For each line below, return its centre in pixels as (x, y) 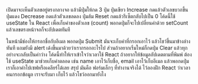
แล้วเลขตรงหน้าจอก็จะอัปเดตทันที (38, 29)
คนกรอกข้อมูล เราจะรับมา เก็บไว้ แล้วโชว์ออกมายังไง (56, 74)
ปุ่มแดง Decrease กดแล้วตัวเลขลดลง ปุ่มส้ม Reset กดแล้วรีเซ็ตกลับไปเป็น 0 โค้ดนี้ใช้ (91, 16)
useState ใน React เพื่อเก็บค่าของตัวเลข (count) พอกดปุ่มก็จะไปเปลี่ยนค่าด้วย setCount (97, 23)
